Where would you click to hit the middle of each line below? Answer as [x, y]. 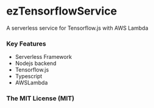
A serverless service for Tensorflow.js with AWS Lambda [77, 28]
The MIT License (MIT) [40, 98]
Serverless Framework [43, 57]
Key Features [26, 44]
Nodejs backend [36, 63]
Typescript [29, 76]
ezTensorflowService [62, 11]
